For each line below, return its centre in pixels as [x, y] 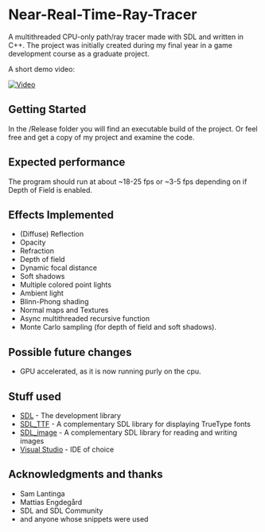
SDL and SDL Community [61, 510]
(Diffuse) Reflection [52, 234]
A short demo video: [42, 68]
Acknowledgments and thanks [86, 474]
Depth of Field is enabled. [51, 190]
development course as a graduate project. [79, 53]
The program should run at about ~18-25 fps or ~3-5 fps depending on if [128, 182]
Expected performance [67, 162]
